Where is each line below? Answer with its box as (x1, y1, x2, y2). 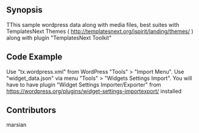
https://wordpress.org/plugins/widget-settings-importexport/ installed (6, 87, 182, 95)
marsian (6, 121, 27, 129)
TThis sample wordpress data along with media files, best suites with (6, 21, 180, 28)
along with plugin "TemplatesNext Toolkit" (6, 34, 112, 41)
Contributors (6, 105, 57, 115)
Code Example (6, 52, 63, 62)
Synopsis (6, 5, 43, 15)
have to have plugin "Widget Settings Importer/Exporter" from (6, 81, 161, 88)
